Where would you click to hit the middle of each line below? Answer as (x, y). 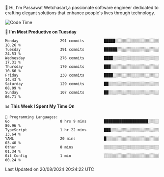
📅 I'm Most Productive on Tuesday (41, 32)
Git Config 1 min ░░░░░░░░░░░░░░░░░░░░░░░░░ (82, 156)
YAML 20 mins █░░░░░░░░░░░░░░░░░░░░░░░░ (82, 139)
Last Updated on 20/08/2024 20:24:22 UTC (50, 169)
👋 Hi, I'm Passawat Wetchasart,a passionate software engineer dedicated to (82, 8)
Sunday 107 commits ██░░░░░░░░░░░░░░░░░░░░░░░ (82, 92)
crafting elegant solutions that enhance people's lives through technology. (80, 13)
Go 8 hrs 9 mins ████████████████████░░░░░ (82, 121)
